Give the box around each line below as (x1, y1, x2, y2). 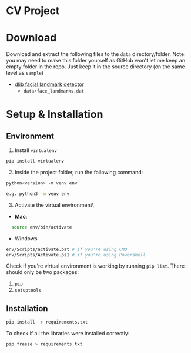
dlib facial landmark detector (14, 81, 84, 88)
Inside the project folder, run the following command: (14, 169, 143, 176)
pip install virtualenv (6, 158, 65, 164)
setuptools (14, 288, 42, 293)
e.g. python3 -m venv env (6, 190, 69, 197)
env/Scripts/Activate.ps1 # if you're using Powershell (6, 252, 146, 258)
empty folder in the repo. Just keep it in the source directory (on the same (6, 63, 185, 70)
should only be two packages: (6, 269, 79, 276)
